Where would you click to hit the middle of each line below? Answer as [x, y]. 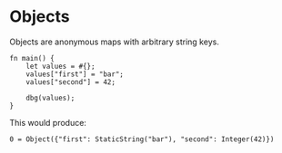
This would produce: [48, 122]
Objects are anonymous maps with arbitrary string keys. [115, 42]
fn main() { [32, 58]
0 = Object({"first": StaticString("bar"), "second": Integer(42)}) [142, 139]
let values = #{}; [60, 66]
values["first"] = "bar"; [75, 74]
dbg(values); [50, 98]
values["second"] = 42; [71, 82]
